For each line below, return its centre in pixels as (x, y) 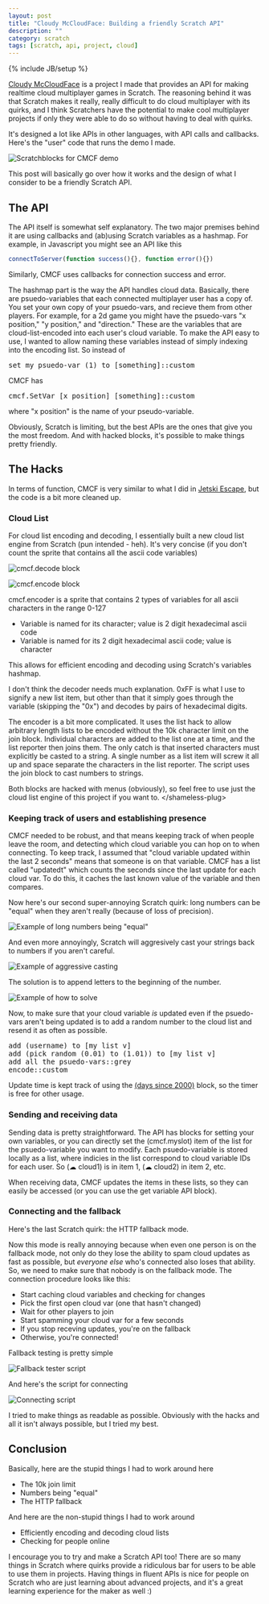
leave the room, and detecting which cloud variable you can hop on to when (134, 844)
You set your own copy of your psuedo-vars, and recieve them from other (130, 307)
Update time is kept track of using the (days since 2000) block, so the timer (133, 1085)
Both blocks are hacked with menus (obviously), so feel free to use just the (132, 788)
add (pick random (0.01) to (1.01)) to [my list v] (112, 1054)
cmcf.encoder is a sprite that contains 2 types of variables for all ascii (124, 599)
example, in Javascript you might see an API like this (95, 244)
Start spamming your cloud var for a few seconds (102, 1320)
